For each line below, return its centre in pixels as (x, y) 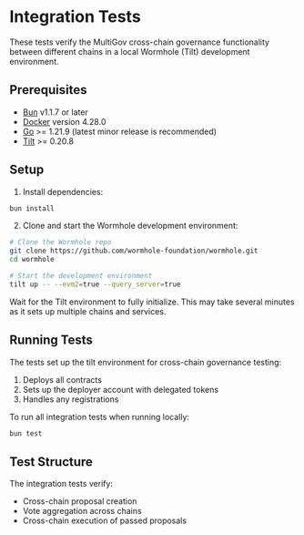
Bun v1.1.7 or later (55, 112)
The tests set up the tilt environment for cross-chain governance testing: (146, 362)
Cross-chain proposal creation (80, 501)
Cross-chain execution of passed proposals (105, 520)
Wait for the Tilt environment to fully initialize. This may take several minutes (152, 302)
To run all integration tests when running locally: (99, 417)
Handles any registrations (71, 399)
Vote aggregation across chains (82, 511)
